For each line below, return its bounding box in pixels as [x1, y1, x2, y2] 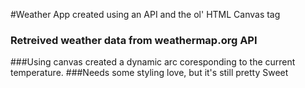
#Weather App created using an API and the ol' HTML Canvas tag [10, 9, 281, 20]
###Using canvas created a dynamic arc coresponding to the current [10, 56, 296, 68]
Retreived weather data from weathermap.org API [10, 33, 258, 47]
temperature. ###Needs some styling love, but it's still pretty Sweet [10, 67, 289, 79]
